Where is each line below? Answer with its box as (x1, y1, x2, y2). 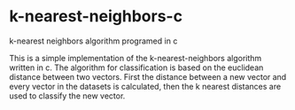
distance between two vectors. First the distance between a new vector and (9, 71, 287, 82)
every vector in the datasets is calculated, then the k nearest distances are (9, 81, 282, 91)
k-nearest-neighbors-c (9, 6, 183, 27)
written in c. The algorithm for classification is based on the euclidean (9, 62, 264, 73)
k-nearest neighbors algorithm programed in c (9, 35, 178, 46)
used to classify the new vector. (9, 90, 126, 101)
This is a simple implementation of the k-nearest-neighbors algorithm (9, 52, 262, 63)
